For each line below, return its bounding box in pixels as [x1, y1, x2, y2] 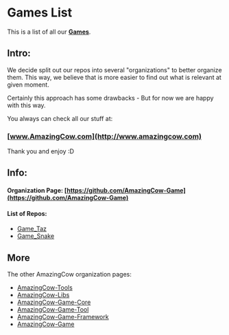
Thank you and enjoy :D [7, 147, 74, 155]
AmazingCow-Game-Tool [16, 305, 89, 314]
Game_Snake [16, 232, 55, 240]
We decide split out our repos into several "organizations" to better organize [7, 65, 222, 74]
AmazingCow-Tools [16, 283, 73, 292]
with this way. [7, 101, 46, 109]
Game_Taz [16, 225, 47, 233]
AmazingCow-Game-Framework [16, 313, 109, 321]
